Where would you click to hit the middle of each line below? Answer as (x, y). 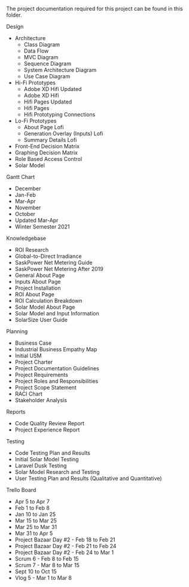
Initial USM (28, 356)
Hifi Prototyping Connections (60, 114)
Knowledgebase (26, 238)
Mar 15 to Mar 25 (36, 521)
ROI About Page (35, 294)
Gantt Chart (21, 177)
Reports (16, 412)
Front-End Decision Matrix (47, 146)
